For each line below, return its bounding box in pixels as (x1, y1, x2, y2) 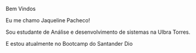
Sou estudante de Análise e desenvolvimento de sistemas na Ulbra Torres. (5, 28, 191, 36)
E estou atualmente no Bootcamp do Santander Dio (5, 40, 133, 47)
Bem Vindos (5, 5, 36, 12)
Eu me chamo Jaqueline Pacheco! (5, 17, 90, 23)
